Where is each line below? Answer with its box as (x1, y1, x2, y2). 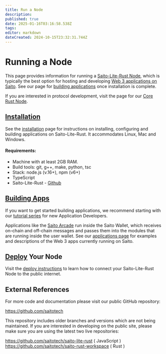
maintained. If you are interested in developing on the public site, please (5, 323, 152, 329)
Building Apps (5, 194, 50, 203)
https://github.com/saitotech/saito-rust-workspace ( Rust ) (5, 343, 125, 349)
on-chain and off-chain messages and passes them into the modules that (5, 227, 155, 233)
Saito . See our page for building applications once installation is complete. (5, 83, 157, 89)
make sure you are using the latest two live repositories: (5, 328, 119, 334)
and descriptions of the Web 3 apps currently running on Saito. (5, 238, 134, 244)
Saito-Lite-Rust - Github (12, 180, 61, 186)
